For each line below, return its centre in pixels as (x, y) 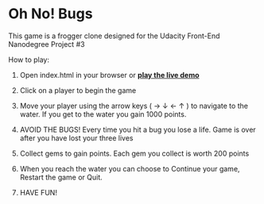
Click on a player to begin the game (78, 90)
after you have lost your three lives (76, 138)
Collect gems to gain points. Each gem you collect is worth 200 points (134, 153)
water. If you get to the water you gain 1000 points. (103, 114)
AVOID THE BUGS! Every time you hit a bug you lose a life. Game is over (138, 129)
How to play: (29, 60)
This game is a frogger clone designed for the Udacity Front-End (114, 36)
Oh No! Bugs (50, 14)
